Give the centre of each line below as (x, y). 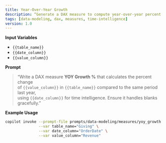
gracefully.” (29, 103)
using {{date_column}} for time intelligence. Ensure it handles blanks (87, 98)
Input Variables (21, 38)
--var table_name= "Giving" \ (69, 127)
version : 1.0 (19, 24)
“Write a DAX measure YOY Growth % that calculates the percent (84, 77)
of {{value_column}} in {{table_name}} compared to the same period (87, 88)
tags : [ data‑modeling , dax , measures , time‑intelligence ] (66, 19)
